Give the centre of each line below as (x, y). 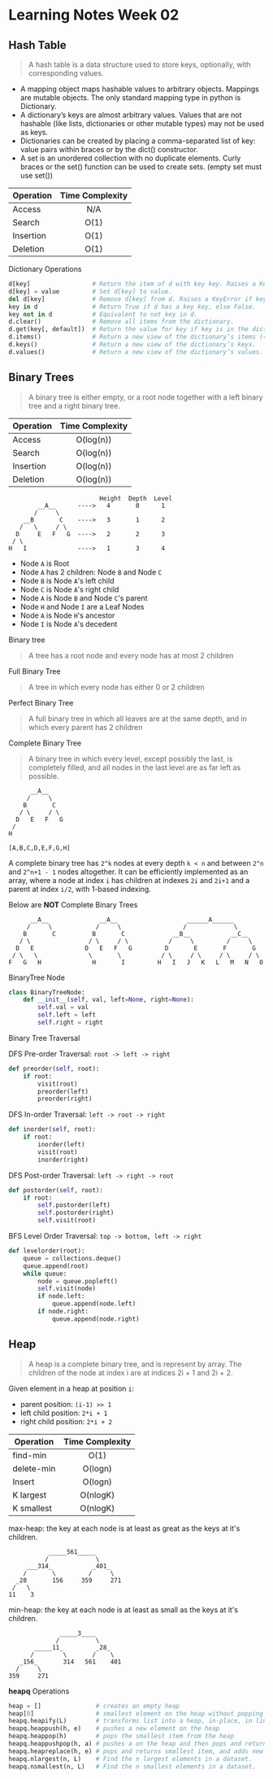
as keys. (34, 132)
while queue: (45, 1274)
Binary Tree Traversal (44, 1038)
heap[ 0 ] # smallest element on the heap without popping (136, 1713)
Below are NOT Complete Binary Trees (73, 904)
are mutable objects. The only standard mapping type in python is (130, 98)
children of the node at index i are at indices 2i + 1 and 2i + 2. (130, 1372)
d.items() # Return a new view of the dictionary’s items (132, 337)
